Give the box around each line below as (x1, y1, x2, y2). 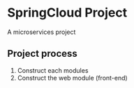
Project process (7, 48, 78, 60)
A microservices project (7, 28, 76, 36)
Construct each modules (17, 66, 89, 74)
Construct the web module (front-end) (17, 73, 128, 82)
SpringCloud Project (7, 5, 128, 21)
